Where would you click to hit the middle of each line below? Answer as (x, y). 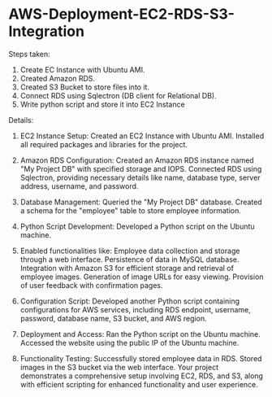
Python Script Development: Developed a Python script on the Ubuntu (137, 226)
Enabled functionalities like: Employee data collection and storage (130, 251)
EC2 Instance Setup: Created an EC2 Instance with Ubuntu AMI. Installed (142, 136)
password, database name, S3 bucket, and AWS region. (113, 318)
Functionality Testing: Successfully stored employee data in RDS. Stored (141, 358)
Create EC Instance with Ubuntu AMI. (82, 69)
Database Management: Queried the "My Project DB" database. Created (141, 202)
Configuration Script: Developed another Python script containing (130, 301)
